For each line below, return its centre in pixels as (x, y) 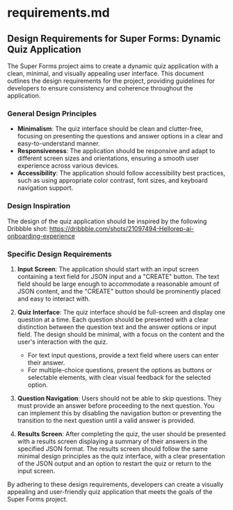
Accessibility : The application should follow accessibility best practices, (121, 173)
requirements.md (58, 13)
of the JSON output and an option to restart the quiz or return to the (114, 463)
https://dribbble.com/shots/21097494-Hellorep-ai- (122, 228)
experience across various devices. (68, 166)
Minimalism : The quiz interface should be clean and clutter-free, (110, 129)
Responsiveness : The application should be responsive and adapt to (116, 151)
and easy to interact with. (54, 298)
